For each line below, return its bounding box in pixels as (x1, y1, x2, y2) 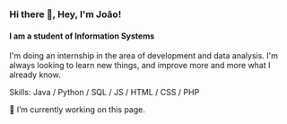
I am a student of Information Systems (9, 31, 155, 41)
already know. (9, 69, 61, 80)
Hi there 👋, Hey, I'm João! (9, 8, 122, 21)
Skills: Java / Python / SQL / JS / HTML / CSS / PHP (9, 87, 200, 98)
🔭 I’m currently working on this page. (9, 104, 146, 115)
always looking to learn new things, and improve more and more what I (9, 60, 271, 71)
